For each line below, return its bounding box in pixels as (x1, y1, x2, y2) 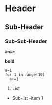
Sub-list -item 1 (12, 95, 43, 101)
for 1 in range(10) (5, 72, 45, 77)
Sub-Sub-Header (5, 38, 48, 45)
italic (5, 49, 15, 54)
